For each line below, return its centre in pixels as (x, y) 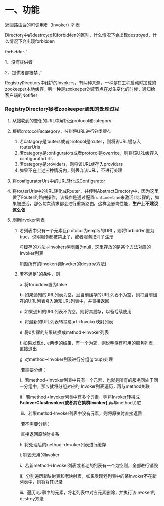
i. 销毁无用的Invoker (39, 455)
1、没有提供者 (19, 62)
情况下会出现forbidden (32, 41)
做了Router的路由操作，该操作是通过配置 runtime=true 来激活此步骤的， (83, 197)
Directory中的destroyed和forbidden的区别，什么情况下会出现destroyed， (79, 35)
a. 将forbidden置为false (43, 285)
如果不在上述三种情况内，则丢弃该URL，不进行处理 (71, 170)
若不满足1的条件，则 (40, 274)
